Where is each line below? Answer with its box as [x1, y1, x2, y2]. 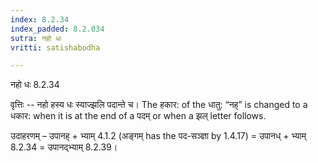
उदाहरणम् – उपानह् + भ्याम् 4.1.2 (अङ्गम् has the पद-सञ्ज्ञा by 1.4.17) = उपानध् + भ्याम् [10, 130, 307, 142]
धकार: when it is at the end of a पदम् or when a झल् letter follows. [10, 110, 267, 122]
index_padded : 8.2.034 [10, 24, 105, 34]
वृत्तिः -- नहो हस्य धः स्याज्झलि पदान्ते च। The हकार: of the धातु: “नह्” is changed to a [10, 99, 308, 111]
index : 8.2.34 [10, 14, 70, 25]
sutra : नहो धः [10, 33, 62, 43]
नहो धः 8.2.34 [10, 79, 60, 91]
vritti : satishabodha [10, 42, 101, 53]
